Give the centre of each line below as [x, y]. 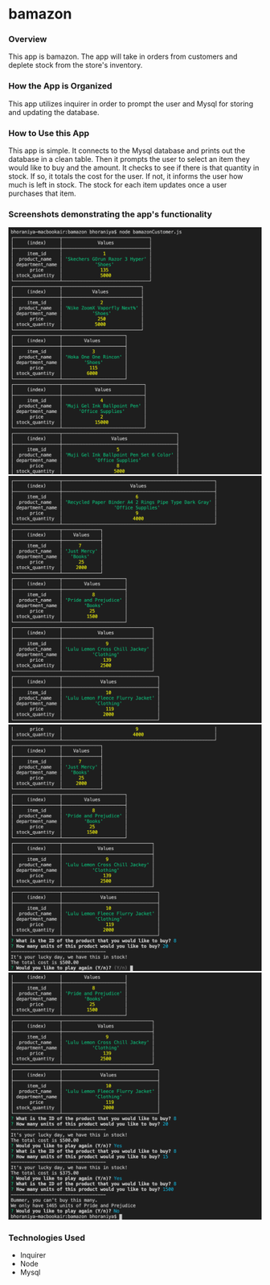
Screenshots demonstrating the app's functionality [110, 214]
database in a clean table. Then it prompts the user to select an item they [129, 159]
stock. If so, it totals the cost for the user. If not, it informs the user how [126, 176]
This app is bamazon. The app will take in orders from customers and [123, 56]
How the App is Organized [60, 86]
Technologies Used [47, 1238]
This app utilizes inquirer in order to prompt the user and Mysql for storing [131, 103]
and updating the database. [54, 112]
